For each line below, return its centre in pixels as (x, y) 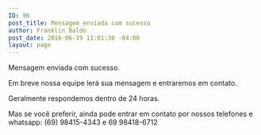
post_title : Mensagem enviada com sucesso (79, 23)
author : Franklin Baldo (48, 30)
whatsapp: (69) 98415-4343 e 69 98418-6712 (83, 122)
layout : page (30, 45)
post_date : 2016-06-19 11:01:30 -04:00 (74, 38)
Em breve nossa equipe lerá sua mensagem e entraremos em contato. (123, 83)
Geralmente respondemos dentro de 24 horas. (84, 98)
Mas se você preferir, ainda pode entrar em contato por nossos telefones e (131, 114)
